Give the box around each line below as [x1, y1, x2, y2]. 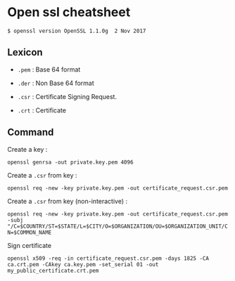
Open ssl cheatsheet [7, 4, 131, 20]
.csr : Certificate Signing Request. [17, 92, 118, 100]
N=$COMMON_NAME [7, 229, 52, 236]
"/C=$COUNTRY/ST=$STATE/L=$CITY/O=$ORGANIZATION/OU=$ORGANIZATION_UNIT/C [7, 223, 229, 230]
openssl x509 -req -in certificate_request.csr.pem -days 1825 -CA [7, 254, 210, 262]
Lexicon [7, 46, 44, 58]
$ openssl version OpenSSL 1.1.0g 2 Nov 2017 [7, 27, 146, 34]
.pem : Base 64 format [17, 65, 81, 74]
